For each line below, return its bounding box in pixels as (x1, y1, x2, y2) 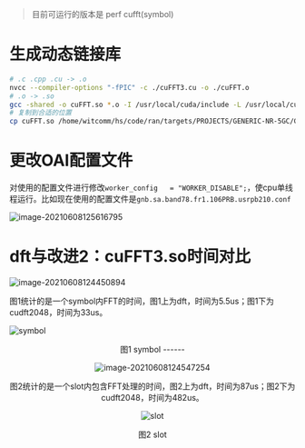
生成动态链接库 (9, 45, 122, 65)
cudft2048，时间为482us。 (101, 393, 204, 403)
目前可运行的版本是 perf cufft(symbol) (31, 9, 174, 19)
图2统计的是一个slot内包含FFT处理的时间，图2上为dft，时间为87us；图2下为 (9, 381, 296, 392)
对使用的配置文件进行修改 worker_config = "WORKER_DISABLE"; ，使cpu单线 (9, 182, 293, 194)
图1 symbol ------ (119, 344, 186, 355)
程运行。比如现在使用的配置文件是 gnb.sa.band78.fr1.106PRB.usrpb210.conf (9, 194, 292, 204)
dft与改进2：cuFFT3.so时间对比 (9, 246, 251, 267)
